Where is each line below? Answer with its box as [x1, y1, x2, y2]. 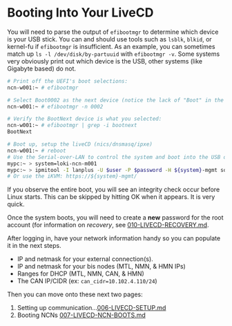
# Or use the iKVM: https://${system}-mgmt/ [7, 173, 137, 180]
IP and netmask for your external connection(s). [17, 255, 153, 263]
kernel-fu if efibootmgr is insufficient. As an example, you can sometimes [7, 42, 215, 50]
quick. [7, 200, 25, 209]
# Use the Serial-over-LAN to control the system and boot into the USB [7, 153, 221, 160]
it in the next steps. [7, 242, 62, 250]
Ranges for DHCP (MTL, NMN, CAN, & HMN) [17, 269, 145, 278]
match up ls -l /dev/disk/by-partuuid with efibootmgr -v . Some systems [7, 50, 220, 58]
